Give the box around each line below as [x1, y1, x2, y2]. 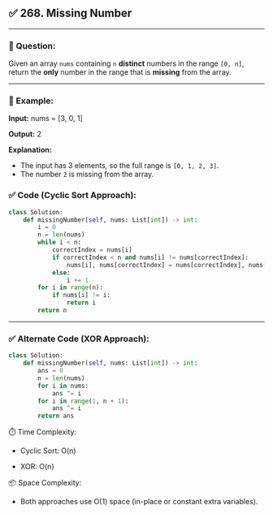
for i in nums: [37, 382, 89, 390]
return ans [37, 412, 75, 421]
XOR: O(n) [19, 462, 54, 472]
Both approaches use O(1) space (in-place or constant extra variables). [19, 497, 258, 507]
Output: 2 [8, 129, 42, 139]
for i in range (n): [37, 283, 104, 292]
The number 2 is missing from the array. [19, 170, 154, 179]
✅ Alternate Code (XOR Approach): [8, 333, 149, 344]
